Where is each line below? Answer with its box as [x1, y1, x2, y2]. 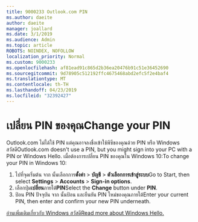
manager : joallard [6, 25, 53, 32]
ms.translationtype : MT [6, 76, 66, 82]
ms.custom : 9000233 [6, 59, 56, 65]
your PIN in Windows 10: [6, 159, 67, 166]
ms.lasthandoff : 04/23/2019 [6, 87, 77, 93]
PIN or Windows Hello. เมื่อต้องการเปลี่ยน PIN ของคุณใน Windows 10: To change [6, 152, 190, 159]
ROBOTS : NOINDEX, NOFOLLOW [6, 48, 74, 54]
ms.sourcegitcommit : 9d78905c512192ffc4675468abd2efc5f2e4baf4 [6, 70, 169, 76]
